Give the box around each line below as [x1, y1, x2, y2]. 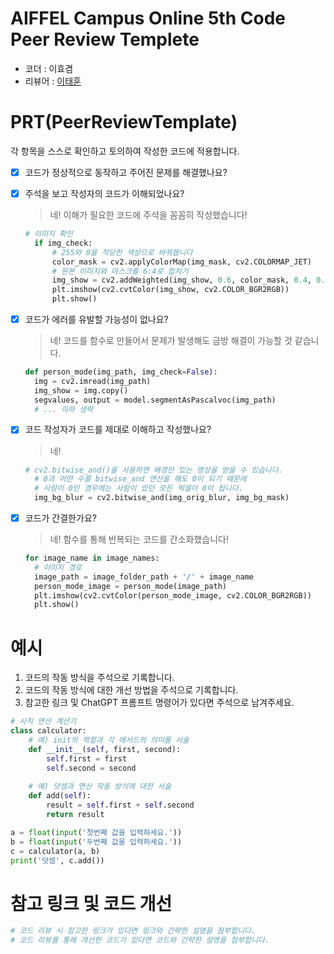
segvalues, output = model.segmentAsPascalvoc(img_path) [34, 395, 277, 405]
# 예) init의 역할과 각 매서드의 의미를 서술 [28, 735, 190, 745]
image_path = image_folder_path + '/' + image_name [34, 572, 254, 582]
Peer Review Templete [10, 28, 200, 51]
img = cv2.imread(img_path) [34, 376, 152, 386]
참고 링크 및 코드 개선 [10, 892, 173, 915]
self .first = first [46, 753, 128, 764]
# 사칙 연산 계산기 [10, 717, 77, 727]
